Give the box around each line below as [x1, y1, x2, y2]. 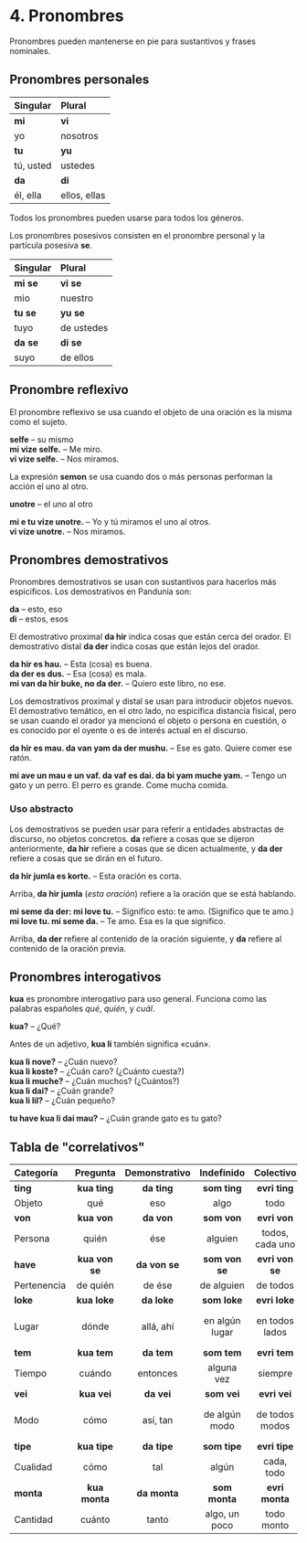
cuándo [79, 1367, 112, 1380]
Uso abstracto [9, 803, 74, 815]
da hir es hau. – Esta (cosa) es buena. [9, 659, 153, 670]
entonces [137, 1367, 178, 1380]
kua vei [79, 1388, 112, 1400]
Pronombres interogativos [9, 970, 162, 985]
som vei [204, 1388, 240, 1400]
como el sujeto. [9, 416, 68, 427]
